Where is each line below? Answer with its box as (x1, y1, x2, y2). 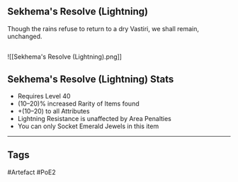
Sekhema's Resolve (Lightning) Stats (7, 73, 174, 85)
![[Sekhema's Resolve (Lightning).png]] (7, 52, 123, 61)
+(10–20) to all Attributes (17, 107, 90, 115)
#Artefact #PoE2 (7, 168, 57, 176)
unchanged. (7, 32, 42, 40)
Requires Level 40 (17, 92, 71, 101)
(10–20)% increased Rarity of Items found (17, 99, 140, 108)
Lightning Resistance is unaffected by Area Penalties (17, 115, 172, 123)
